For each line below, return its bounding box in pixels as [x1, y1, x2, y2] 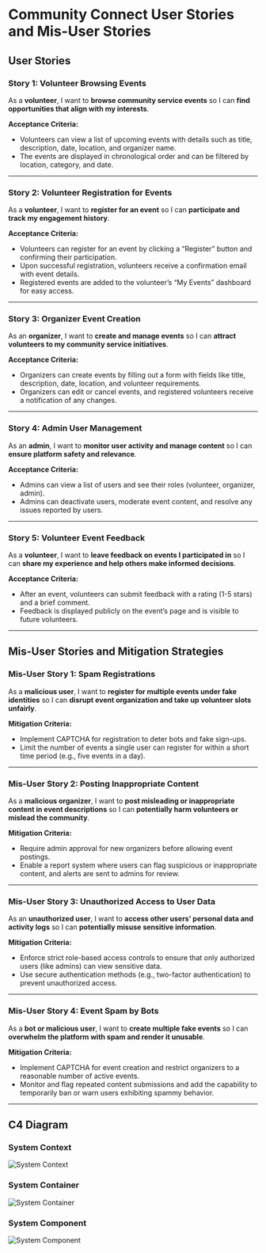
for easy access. [19, 287, 74, 296]
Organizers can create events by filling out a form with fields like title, [19, 370, 246, 380]
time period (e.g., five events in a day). [19, 750, 146, 761]
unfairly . [8, 703, 37, 713]
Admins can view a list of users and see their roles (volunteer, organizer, [19, 480, 256, 489]
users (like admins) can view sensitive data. [19, 962, 162, 971]
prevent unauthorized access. [19, 978, 117, 988]
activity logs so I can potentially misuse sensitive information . [8, 922, 217, 932]
